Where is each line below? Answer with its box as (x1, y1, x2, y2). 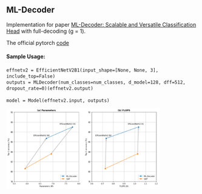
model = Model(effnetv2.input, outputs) (6, 98, 110, 104)
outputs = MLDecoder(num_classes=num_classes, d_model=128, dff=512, (6, 79, 186, 85)
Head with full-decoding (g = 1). (6, 27, 86, 35)
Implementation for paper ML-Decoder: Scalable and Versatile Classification (6, 21, 197, 28)
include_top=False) (6, 73, 56, 79)
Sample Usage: (6, 53, 45, 60)
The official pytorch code (6, 39, 70, 46)
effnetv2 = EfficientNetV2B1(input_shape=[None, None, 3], (6, 67, 159, 73)
